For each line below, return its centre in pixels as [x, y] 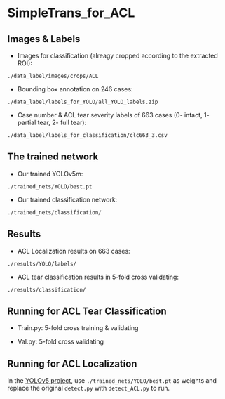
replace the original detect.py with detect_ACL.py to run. [89, 388]
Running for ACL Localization [72, 364]
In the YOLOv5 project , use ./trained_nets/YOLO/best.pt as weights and [112, 381]
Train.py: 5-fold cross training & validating [78, 328]
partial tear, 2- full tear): [52, 122]
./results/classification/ [47, 289]
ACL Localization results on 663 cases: [74, 251]
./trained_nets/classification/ [54, 212]
